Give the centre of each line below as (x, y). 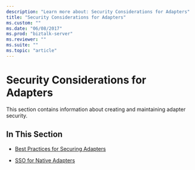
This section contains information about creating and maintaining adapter (96, 109)
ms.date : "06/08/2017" (34, 28)
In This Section (34, 135)
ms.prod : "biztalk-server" (40, 34)
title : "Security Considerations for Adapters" (66, 17)
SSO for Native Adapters (45, 160)
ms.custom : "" (24, 23)
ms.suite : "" (22, 45)
